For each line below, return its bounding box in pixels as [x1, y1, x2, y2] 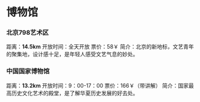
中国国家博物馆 [6, 67, 50, 76]
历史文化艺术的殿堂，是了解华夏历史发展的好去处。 [11, 89, 139, 97]
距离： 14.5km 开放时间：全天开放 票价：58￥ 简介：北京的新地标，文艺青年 [6, 43, 195, 50]
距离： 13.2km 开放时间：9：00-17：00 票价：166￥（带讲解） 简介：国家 [6, 82, 189, 89]
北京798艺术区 [6, 28, 49, 37]
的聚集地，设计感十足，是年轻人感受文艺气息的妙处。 [6, 50, 139, 58]
